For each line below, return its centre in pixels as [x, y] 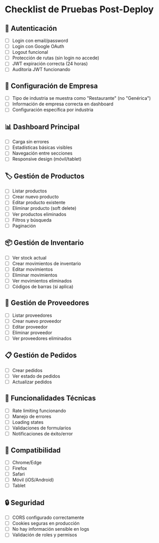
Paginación [24, 226]
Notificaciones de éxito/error [42, 434]
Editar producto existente [39, 203]
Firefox [20, 468]
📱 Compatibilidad [33, 450]
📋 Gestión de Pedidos [41, 355]
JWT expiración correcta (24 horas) [50, 64]
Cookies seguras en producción [46, 524]
